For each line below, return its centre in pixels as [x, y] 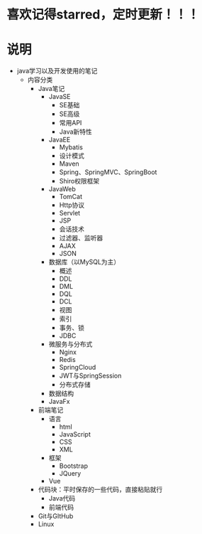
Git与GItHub [56, 516]
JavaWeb [62, 189]
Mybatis [71, 147]
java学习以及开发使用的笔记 [57, 71]
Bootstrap [74, 466]
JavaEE [60, 140]
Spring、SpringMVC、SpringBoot [108, 172]
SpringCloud [78, 368]
